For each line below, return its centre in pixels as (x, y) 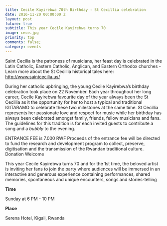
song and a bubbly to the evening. (40, 128)
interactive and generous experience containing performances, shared (78, 174)
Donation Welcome (25, 154)
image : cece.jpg (22, 33)
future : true (19, 24)
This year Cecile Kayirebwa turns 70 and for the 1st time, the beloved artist (82, 163)
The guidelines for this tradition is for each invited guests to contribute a (79, 123)
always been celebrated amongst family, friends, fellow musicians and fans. (83, 118)
